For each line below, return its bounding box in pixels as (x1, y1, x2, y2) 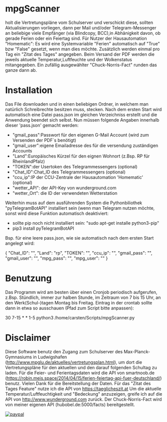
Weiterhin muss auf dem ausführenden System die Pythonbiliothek (5, 200, 143, 206)
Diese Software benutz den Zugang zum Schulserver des (5, 348, 123, 354)
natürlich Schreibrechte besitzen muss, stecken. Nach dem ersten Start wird (5, 106, 162, 112)
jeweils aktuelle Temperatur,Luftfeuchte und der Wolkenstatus (5, 56, 132, 62)
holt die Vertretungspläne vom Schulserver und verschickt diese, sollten (5, 19, 154, 25)
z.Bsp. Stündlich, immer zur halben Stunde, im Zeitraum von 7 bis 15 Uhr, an (5, 294, 161, 300)
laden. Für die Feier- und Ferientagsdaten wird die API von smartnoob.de (5, 370, 155, 376)
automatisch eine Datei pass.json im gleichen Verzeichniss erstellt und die (5, 112, 158, 118)
